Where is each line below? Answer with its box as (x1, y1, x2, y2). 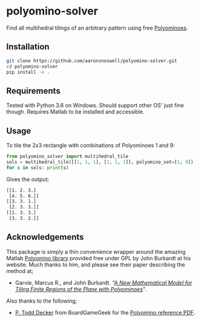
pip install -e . (6, 69, 50, 75)
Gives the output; (6, 175, 50, 182)
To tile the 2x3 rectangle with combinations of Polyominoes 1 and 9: (6, 142, 175, 149)
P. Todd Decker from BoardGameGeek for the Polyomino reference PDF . (15, 309, 196, 316)
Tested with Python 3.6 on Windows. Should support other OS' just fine (6, 101, 185, 109)
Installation (6, 42, 50, 52)
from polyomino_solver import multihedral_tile (6, 153, 129, 159)
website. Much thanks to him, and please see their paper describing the (6, 261, 185, 268)
